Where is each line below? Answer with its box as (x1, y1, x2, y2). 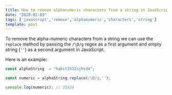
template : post (5, 21, 38, 27)
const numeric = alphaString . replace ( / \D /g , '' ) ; (5, 76, 111, 81)
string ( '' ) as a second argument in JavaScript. (5, 46, 105, 53)
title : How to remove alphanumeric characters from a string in (5, 7, 145, 13)
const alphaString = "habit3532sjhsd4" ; (5, 66, 95, 72)
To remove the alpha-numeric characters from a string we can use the (5, 36, 154, 42)
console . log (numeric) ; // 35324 (5, 85, 74, 90)
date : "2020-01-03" (5, 12, 47, 17)
